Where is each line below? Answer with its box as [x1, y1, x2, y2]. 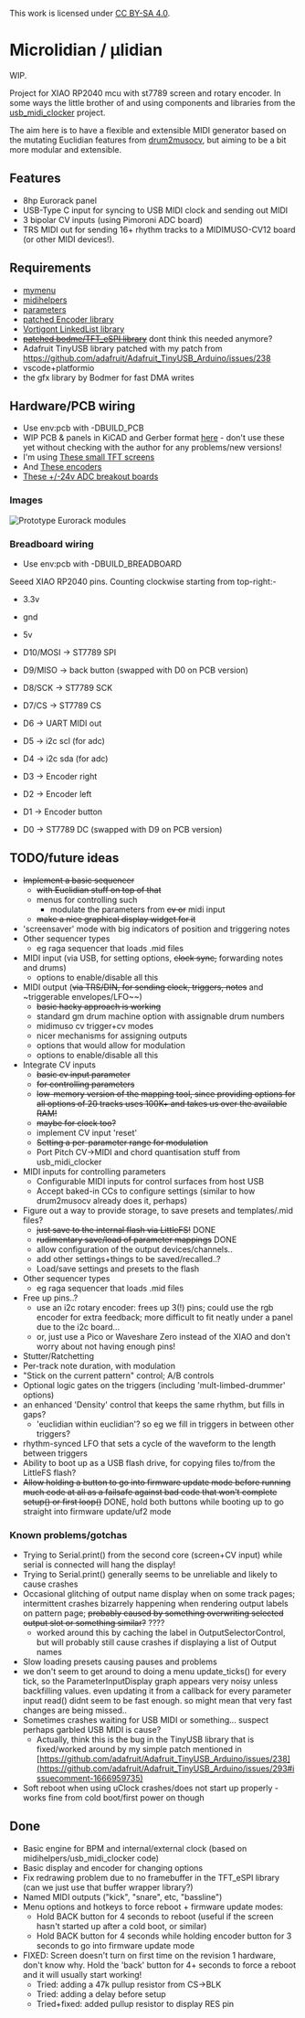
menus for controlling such [36, 894, 138, 905]
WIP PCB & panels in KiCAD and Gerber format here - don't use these [22, 432, 285, 443]
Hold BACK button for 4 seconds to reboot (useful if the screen [36, 1910, 274, 1922]
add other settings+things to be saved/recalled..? [36, 1253, 221, 1264]
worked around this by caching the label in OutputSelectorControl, [36, 1627, 286, 1639]
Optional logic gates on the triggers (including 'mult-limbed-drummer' [22, 1379, 286, 1390]
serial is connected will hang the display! [22, 1559, 176, 1570]
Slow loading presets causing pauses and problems [22, 1656, 217, 1667]
